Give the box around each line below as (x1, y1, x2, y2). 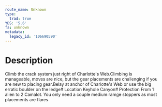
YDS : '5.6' (5, 20, 27, 26)
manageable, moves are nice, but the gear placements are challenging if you (5, 76, 158, 82)
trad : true (9, 16, 31, 21)
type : (5, 12, 16, 16)
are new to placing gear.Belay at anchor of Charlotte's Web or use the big (5, 81, 151, 87)
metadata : (5, 30, 25, 34)
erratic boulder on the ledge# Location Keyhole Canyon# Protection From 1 (5, 86, 154, 92)
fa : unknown (5, 25, 29, 30)
